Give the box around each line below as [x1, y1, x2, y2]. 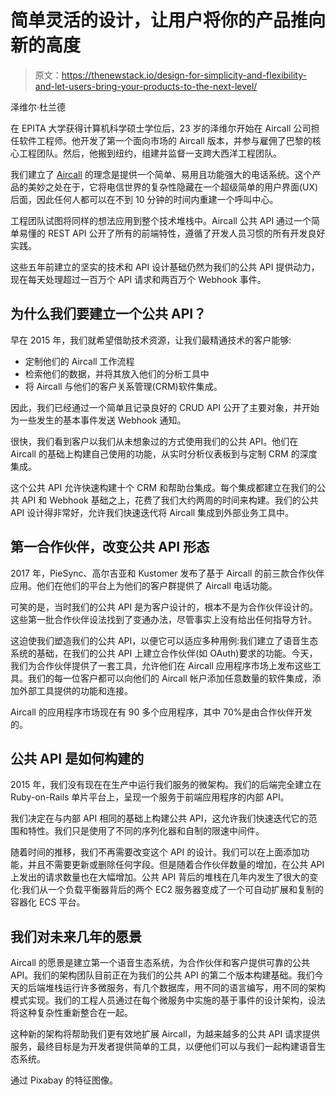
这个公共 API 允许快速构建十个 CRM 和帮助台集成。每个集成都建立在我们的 [10, 481, 317, 493]
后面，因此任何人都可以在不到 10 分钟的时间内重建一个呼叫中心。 [10, 193, 279, 205]
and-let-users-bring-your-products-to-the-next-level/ [34, 80, 258, 92]
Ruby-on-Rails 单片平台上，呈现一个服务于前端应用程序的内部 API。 [10, 791, 290, 803]
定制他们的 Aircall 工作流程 [24, 355, 135, 367]
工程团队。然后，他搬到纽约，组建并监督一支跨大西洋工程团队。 [18, 147, 282, 159]
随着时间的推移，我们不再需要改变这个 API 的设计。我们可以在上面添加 [10, 846, 302, 858]
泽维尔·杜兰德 [10, 101, 67, 113]
